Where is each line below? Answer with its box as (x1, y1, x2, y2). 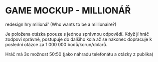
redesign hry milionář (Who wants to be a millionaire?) (5, 21, 117, 27)
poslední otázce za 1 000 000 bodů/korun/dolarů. (5, 41, 108, 47)
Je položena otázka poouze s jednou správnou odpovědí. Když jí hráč (5, 31, 149, 37)
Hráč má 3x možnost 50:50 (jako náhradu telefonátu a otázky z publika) (5, 51, 154, 57)
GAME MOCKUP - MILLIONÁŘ (5, 5, 131, 16)
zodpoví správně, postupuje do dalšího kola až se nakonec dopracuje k (5, 36, 152, 42)
